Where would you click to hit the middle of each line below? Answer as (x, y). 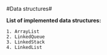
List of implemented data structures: (54, 20)
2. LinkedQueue (26, 37)
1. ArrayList (23, 31)
